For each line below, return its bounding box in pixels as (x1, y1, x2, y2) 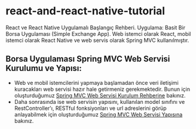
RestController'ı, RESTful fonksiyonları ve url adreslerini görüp (14, 105, 167, 112)
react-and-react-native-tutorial (5, 4, 166, 18)
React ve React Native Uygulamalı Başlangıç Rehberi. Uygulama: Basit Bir (5, 24, 186, 31)
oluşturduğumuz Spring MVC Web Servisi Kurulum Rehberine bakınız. (14, 91, 186, 99)
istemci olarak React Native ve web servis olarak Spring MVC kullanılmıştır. (5, 36, 189, 44)
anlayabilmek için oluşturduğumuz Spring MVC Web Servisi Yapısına (14, 110, 183, 118)
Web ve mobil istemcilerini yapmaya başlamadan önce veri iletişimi (14, 79, 179, 86)
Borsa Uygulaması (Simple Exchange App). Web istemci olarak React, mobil (5, 30, 192, 37)
